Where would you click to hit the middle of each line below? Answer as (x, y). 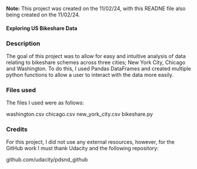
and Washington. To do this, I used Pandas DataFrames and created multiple (98, 68)
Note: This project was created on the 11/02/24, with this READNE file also (96, 9)
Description (23, 43)
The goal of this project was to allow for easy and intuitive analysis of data (96, 56)
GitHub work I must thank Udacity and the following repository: (82, 148)
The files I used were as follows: (45, 103)
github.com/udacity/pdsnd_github (47, 160)
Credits (17, 130)
